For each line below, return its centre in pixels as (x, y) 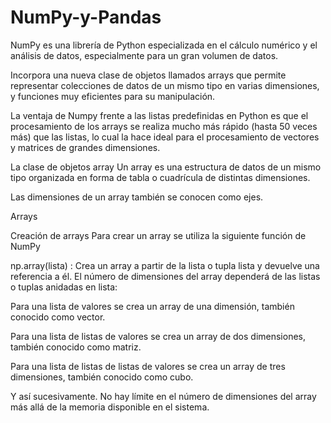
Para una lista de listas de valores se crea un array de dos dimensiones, (158, 336)
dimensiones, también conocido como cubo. (102, 377)
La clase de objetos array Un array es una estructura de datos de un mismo (166, 167)
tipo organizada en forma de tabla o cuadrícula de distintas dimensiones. (160, 177)
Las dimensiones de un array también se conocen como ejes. (137, 197)
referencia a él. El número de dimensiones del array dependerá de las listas (165, 276)
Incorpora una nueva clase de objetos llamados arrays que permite (148, 75)
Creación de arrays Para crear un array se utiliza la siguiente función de (158, 235)
